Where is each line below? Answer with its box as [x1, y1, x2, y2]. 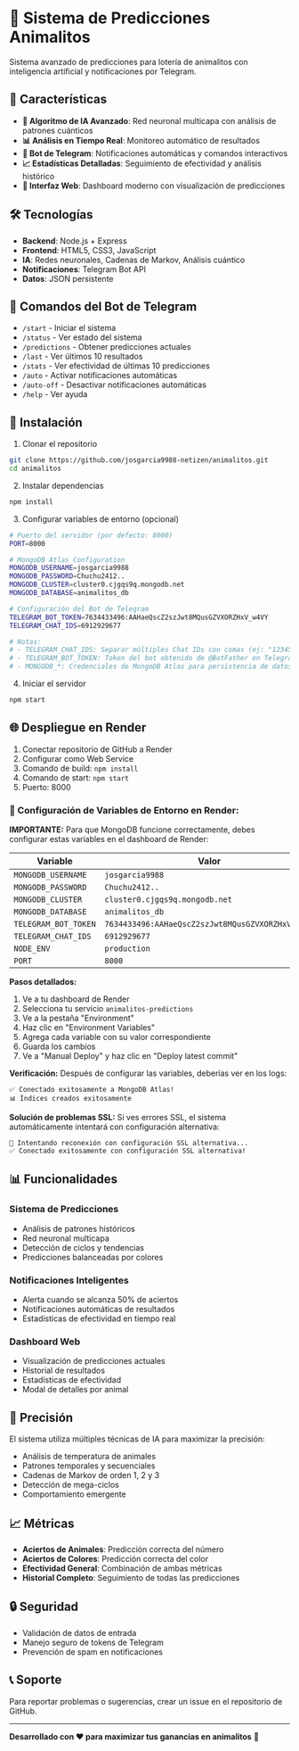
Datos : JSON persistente [21, 273, 114, 284]
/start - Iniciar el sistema [21, 323, 117, 334]
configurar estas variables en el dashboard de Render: [9, 834, 209, 845]
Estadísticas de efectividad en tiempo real [21, 1313, 176, 1324]
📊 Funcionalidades [9, 1172, 118, 1187]
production [104, 944, 151, 954]
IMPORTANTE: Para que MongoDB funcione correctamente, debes [9, 824, 255, 835]
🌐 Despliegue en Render [9, 720, 147, 735]
